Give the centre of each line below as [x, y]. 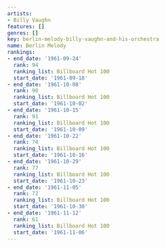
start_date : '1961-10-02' [51, 104]
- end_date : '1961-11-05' [44, 187]
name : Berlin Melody [37, 46]
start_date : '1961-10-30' [51, 207]
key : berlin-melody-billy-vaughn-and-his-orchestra [83, 39]
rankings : [21, 53]
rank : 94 [26, 65]
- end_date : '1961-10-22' [44, 136]
